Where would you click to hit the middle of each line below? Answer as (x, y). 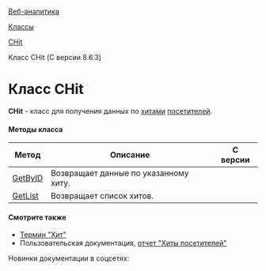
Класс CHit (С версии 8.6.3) (55, 57)
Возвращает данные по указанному (120, 173)
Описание (130, 155)
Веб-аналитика (34, 11)
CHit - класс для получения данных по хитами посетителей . (110, 111)
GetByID (28, 179)
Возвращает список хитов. (102, 196)
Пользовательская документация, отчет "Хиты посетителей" (123, 243)
